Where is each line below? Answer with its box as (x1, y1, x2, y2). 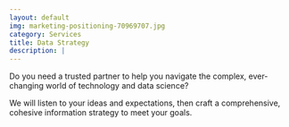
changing (9, 80, 45, 91)
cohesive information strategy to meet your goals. (9, 107, 193, 118)
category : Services (9, 30, 82, 38)
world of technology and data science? (45, 80, 189, 91)
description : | (9, 47, 66, 55)
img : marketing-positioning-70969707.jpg (9, 21, 166, 30)
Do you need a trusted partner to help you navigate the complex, (9, 71, 247, 81)
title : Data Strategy (9, 38, 90, 47)
